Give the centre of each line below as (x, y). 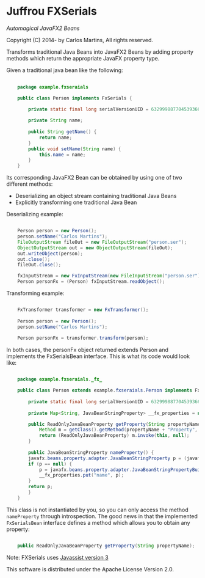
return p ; (41, 487)
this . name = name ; (62, 155)
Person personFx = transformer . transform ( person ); (83, 338)
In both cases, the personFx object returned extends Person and (88, 350)
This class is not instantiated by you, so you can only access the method (98, 510)
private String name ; (56, 120)
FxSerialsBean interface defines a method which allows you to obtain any (98, 522)
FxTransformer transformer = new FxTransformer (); (83, 310)
